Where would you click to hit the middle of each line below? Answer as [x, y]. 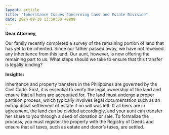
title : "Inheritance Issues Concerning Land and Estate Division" [77, 15]
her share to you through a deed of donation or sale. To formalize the [77, 116]
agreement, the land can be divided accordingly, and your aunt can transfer [84, 111]
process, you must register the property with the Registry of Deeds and [80, 122]
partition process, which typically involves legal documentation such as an [83, 100]
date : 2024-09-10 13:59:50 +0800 [40, 19]
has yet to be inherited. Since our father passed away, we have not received [85, 49]
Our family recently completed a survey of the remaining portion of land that [85, 43]
